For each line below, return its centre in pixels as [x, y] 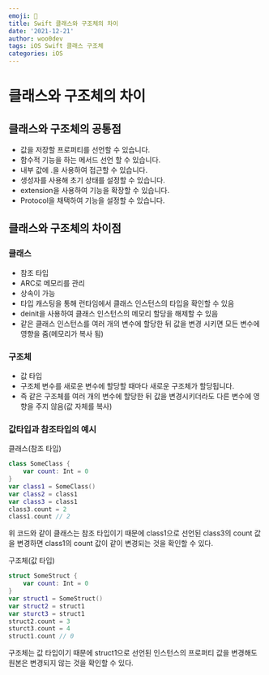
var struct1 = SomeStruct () [56, 598]
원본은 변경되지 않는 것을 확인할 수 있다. [71, 663]
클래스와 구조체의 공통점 [65, 129]
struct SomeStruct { [43, 576]
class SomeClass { [39, 464]
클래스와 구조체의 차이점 [65, 228]
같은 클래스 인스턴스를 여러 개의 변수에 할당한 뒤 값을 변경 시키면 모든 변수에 [140, 323]
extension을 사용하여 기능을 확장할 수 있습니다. [95, 190]
